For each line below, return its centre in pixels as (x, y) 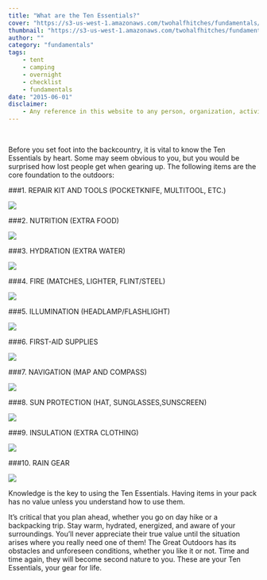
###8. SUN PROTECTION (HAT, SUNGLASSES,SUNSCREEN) (108, 402)
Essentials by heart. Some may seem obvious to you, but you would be (124, 158)
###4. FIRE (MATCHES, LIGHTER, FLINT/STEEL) (87, 281)
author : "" (26, 38)
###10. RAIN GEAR (39, 463)
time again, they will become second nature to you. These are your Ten (124, 559)
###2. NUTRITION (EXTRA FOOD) (64, 220)
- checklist (42, 82)
